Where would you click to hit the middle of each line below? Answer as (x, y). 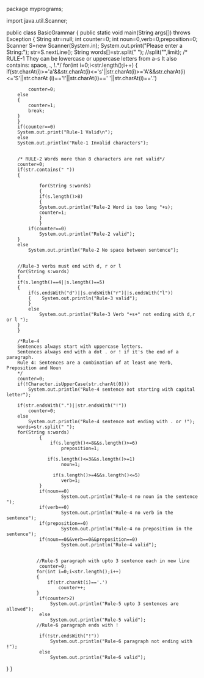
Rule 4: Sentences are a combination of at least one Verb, (95, 363)
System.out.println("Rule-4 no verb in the (117, 513)
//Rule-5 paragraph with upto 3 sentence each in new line (113, 561)
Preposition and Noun (34, 368)
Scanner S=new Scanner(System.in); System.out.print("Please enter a (95, 46)
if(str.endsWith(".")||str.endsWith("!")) (72, 405)
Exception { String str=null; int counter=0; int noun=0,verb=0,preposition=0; (102, 39)
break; (37, 111)
